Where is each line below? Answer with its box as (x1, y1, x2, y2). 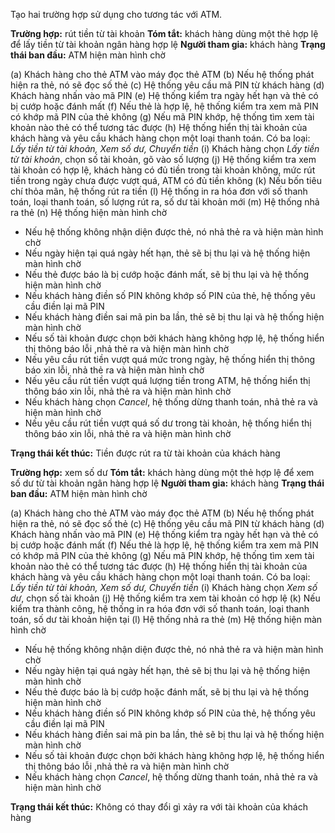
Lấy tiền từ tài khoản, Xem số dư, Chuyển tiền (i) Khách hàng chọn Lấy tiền (10, 143, 320, 154)
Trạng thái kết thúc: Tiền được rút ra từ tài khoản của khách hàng (10, 447, 281, 459)
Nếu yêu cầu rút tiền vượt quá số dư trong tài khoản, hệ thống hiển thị (24, 417, 312, 429)
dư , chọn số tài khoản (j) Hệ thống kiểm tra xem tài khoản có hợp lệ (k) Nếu (10, 592, 321, 604)
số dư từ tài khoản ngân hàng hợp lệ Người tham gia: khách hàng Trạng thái (10, 477, 325, 489)
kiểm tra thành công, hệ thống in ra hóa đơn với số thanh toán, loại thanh (10, 603, 310, 614)
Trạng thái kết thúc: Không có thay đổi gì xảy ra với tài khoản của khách (10, 801, 308, 813)
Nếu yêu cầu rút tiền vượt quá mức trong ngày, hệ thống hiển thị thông (24, 354, 316, 365)
